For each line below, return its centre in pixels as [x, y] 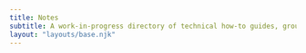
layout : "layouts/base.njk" [63, 34]
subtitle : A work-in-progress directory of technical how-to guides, [144, 26]
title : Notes [34, 18]
